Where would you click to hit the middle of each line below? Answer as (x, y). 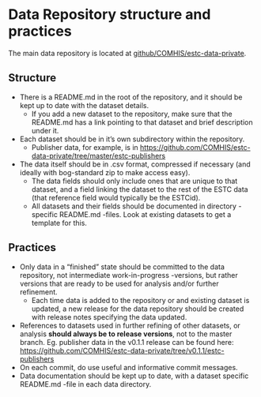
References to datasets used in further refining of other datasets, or (130, 325)
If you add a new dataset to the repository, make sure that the (132, 114)
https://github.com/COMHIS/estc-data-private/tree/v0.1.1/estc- (122, 350)
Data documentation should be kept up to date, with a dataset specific (134, 376)
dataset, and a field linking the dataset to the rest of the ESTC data (140, 189)
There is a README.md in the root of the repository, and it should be (131, 97)
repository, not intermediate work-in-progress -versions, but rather (129, 275)
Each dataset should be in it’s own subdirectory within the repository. (132, 139)
